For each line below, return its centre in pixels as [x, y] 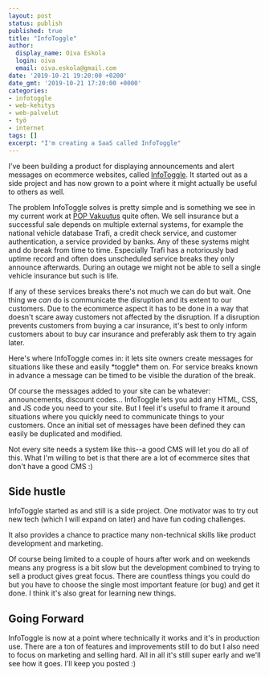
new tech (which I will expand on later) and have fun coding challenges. [127, 519]
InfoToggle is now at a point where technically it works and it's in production [134, 638]
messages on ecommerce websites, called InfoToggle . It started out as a [128, 175]
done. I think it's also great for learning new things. [92, 593]
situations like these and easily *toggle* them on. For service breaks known [133, 366]
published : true [35, 31]
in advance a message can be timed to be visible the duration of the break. [132, 375]
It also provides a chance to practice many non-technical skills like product [132, 535]
